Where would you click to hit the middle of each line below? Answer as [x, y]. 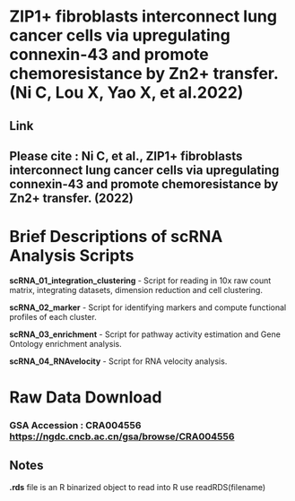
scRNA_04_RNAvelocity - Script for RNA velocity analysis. [118, 361]
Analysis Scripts [72, 256]
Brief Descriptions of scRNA [116, 237]
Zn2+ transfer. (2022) [72, 198]
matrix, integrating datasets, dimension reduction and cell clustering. [136, 289]
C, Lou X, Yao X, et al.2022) [139, 93]
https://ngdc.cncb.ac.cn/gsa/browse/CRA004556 [122, 436]
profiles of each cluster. [53, 316]
